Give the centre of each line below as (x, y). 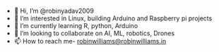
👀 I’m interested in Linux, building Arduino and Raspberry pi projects (113, 18)
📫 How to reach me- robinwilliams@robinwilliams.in (90, 41)
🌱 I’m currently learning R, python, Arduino (76, 26)
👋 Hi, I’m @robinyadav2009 (54, 11)
